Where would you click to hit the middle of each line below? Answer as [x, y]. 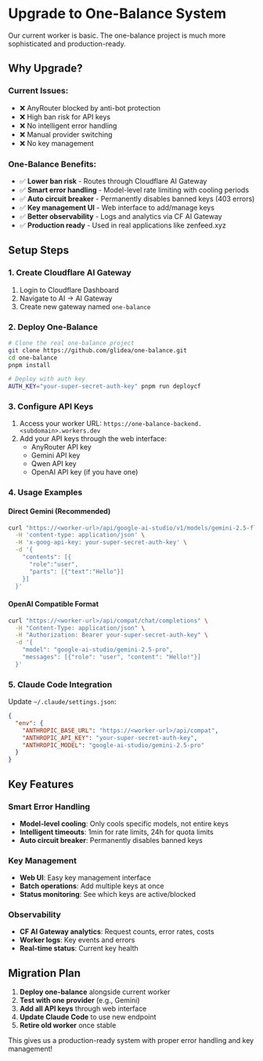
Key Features [41, 784]
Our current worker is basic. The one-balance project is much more [117, 35]
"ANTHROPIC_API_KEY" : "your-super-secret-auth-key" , [110, 738]
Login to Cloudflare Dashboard [69, 290]
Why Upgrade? [45, 69]
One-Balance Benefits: [52, 164]
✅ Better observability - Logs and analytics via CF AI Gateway [121, 216]
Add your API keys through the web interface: [93, 439]
